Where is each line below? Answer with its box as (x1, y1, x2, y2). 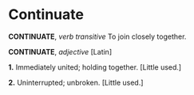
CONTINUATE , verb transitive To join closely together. (8, 32, 187, 41)
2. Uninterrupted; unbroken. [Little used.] (8, 78, 144, 87)
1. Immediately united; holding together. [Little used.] (8, 62, 182, 72)
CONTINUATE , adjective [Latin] (8, 47, 113, 56)
